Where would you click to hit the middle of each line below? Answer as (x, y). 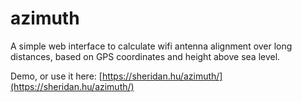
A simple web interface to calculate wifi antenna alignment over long (151, 46)
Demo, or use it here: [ (56, 76)
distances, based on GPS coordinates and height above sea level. (145, 56)
